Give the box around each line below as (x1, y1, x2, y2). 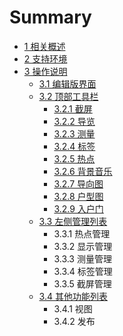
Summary (9, 6, 92, 29)
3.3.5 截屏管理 (53, 277, 112, 290)
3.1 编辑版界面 (38, 77, 97, 90)
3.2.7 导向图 (53, 177, 104, 190)
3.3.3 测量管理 (53, 252, 112, 265)
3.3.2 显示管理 (53, 240, 113, 252)
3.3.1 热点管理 (53, 227, 111, 240)
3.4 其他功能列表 (38, 290, 108, 302)
